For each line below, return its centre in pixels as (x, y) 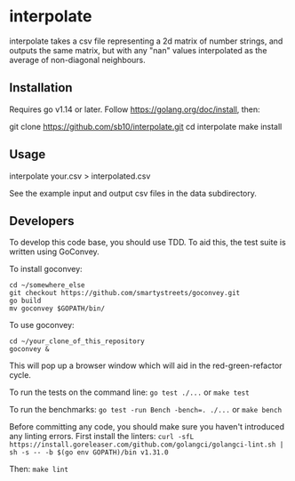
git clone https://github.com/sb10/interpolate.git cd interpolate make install (146, 126)
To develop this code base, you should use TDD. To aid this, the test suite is (147, 243)
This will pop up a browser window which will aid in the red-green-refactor (146, 365)
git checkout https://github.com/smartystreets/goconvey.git (125, 293)
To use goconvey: (42, 325)
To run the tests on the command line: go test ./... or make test (130, 392)
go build (25, 301)
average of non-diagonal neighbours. (78, 60)
